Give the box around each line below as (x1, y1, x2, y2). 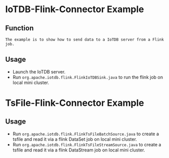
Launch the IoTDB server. (12, 68, 66, 74)
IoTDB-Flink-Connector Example (5, 4, 144, 15)
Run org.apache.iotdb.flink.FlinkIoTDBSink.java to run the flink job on (12, 74, 163, 80)
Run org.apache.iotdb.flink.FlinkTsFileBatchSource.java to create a (12, 131, 159, 137)
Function (5, 24, 34, 32)
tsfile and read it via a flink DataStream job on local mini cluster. (12, 147, 145, 153)
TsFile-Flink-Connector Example (5, 97, 144, 108)
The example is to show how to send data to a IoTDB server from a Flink (5, 37, 164, 42)
